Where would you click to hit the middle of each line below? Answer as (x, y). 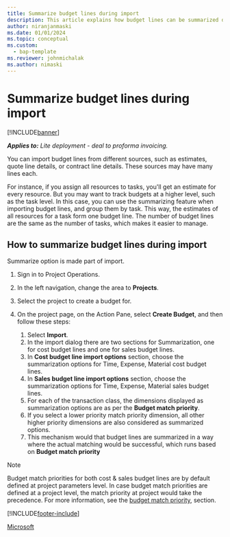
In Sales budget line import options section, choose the (106, 379)
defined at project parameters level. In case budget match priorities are (107, 485)
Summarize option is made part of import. (66, 261)
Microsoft (21, 527)
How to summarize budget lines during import (107, 244)
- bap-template (35, 52)
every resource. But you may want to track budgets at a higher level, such (111, 194)
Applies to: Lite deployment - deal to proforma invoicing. (88, 146)
